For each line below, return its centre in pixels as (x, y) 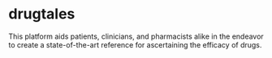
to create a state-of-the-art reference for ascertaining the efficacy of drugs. (135, 44)
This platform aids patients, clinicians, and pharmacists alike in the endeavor (136, 36)
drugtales (42, 14)
